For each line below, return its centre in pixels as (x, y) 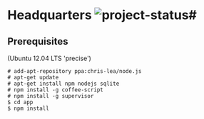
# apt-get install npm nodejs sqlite (63, 84)
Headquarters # (102, 15)
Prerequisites (38, 41)
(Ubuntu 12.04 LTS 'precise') (49, 58)
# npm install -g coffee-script (55, 90)
